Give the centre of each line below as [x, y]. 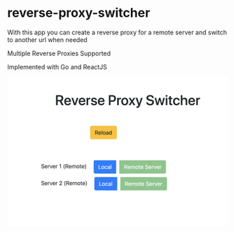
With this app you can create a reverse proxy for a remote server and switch [117, 32]
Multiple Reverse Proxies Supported [59, 53]
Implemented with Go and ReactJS [57, 67]
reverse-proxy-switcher [79, 13]
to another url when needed [47, 39]
